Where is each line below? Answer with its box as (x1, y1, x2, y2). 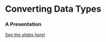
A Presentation (5, 21, 42, 28)
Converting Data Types (5, 3, 102, 15)
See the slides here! (5, 32, 46, 38)
